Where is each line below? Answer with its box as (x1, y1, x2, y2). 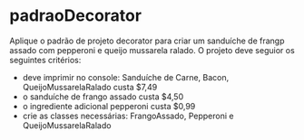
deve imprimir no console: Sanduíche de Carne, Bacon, (22, 71, 230, 82)
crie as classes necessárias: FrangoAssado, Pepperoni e (22, 110, 234, 121)
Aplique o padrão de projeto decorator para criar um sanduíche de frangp (9, 35, 285, 46)
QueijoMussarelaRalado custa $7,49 (22, 81, 158, 92)
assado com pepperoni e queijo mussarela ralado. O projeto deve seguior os (9, 44, 295, 55)
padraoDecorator (9, 5, 142, 26)
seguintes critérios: (9, 54, 82, 65)
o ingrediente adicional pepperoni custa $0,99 (22, 100, 196, 111)
